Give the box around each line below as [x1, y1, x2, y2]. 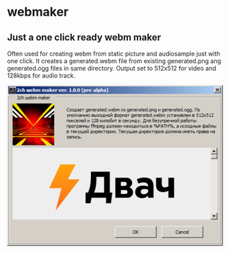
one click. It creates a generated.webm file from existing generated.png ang [7, 57, 221, 65]
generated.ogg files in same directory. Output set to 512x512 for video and [7, 64, 217, 72]
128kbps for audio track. [7, 71, 76, 80]
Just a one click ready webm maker [7, 32, 162, 43]
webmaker [7, 4, 69, 20]
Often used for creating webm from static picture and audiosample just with [7, 49, 220, 58]
